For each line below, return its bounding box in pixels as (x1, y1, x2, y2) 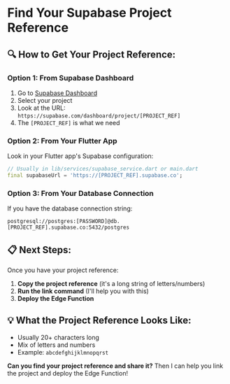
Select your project (17, 96, 73, 104)
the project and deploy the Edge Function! (7, 369, 128, 377)
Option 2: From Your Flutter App (7, 136, 117, 145)
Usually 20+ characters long (17, 333, 100, 341)
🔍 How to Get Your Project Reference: (7, 48, 176, 60)
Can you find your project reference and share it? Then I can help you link (7, 362, 224, 370)
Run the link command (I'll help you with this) (17, 287, 149, 295)
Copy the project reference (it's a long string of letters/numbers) (17, 280, 206, 288)
